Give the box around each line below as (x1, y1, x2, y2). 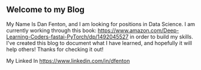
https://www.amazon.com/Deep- (98, 27, 179, 34)
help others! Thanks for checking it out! (6, 46, 104, 53)
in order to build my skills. (130, 33, 194, 40)
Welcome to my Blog (6, 5, 85, 15)
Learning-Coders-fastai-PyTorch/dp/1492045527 (6, 33, 129, 40)
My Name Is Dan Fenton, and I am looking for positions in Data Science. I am (6, 20, 196, 27)
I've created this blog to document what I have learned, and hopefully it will (6, 39, 192, 46)
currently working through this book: (6, 27, 97, 34)
